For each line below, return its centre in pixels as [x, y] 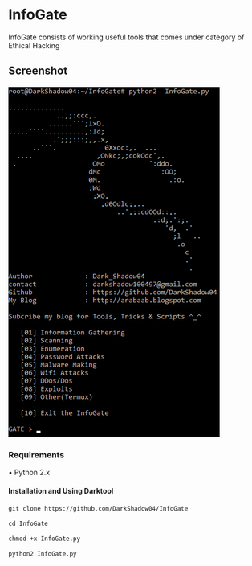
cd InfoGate [28, 524]
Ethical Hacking [34, 45]
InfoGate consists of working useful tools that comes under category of [126, 37]
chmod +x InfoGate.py [45, 539]
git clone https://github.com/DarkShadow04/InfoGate [98, 509]
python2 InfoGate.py [43, 554]
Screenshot [38, 71]
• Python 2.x [29, 473]
